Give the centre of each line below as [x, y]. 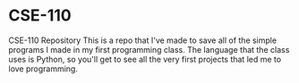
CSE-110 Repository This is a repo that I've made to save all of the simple [143, 40]
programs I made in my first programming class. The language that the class [149, 49]
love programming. [43, 69]
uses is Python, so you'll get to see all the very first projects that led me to [145, 59]
